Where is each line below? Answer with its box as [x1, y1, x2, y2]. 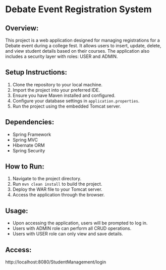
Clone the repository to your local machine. [12, 81, 102, 87]
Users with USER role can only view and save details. [12, 231, 124, 237]
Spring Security [12, 147, 45, 153]
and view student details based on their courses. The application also [5, 48, 150, 54]
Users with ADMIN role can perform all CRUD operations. [12, 225, 132, 231]
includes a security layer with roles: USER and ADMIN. [5, 53, 118, 59]
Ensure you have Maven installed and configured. [12, 92, 116, 98]
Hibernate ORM [12, 142, 45, 148]
